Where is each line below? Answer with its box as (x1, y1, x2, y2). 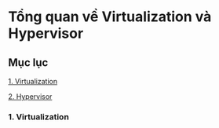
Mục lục (8, 56, 49, 69)
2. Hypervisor (8, 92, 53, 101)
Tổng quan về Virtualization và (8, 8, 212, 26)
